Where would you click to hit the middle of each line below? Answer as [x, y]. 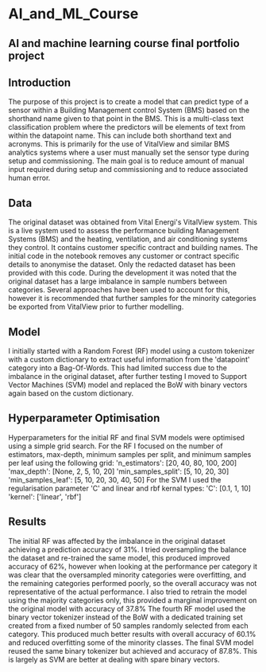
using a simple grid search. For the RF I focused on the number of [116, 446]
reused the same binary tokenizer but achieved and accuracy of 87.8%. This [133, 651]
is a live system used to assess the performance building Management [124, 231]
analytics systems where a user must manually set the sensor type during [129, 153]
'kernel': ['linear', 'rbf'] [45, 496]
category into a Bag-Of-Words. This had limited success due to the [118, 368]
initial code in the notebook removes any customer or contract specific [124, 256]
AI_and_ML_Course [73, 14]
